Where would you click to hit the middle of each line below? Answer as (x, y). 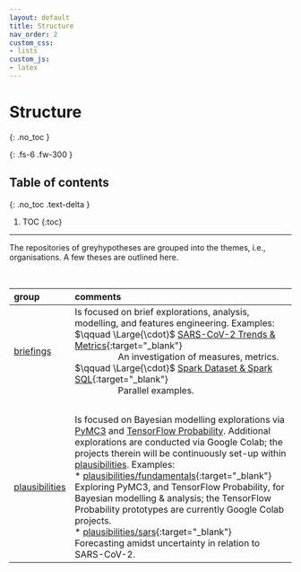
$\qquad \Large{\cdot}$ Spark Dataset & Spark (174, 367)
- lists (24, 51)
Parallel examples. (156, 390)
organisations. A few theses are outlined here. (94, 257)
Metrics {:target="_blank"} (129, 345)
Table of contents (59, 183)
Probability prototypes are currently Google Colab (180, 509)
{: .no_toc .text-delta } (50, 204)
